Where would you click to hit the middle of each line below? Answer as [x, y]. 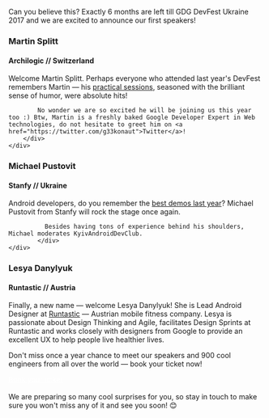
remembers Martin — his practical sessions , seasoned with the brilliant [127, 87]
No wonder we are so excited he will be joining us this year [145, 111]
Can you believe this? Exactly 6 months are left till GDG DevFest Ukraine [128, 12]
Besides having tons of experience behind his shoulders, [144, 227]
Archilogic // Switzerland [51, 61]
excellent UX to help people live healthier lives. [86, 340]
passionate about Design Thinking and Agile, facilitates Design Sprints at [130, 323]
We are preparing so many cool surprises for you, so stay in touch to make [133, 397]
